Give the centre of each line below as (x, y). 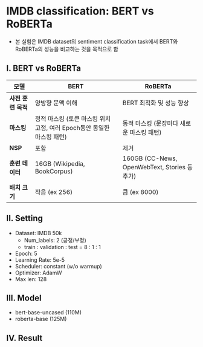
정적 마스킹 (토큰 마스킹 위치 (73, 118)
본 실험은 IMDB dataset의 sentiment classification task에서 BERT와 (96, 41)
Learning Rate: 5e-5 (40, 260)
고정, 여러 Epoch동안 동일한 (72, 128)
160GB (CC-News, (150, 158)
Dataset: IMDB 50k (38, 233)
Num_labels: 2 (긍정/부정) (55, 240)
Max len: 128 (31, 279)
